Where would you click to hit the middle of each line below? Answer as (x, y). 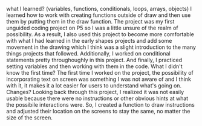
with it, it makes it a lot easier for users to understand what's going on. (94, 86)
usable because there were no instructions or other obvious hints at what (97, 98)
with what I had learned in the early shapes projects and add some (89, 41)
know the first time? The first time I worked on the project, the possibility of (100, 73)
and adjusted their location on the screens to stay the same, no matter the (98, 111)
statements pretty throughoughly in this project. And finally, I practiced (94, 60)
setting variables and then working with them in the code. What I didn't (94, 66)
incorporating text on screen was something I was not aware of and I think (99, 79)
